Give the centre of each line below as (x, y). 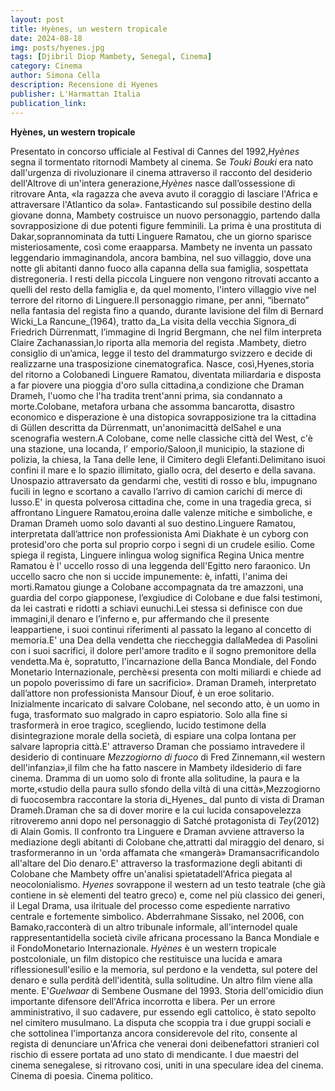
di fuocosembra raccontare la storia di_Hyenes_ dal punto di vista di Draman (167, 799)
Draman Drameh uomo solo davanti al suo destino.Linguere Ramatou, (153, 523)
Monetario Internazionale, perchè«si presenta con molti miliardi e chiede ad (166, 672)
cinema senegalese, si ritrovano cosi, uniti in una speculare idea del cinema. (167, 1065)
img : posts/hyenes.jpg (57, 47)
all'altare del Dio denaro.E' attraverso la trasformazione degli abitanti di (156, 863)
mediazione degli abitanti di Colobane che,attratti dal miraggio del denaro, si (167, 842)
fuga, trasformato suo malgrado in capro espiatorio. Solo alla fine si (149, 714)
